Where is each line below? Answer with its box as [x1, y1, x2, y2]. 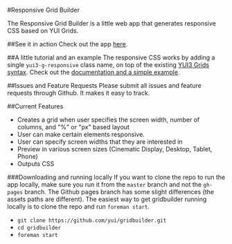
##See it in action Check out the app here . [7, 40, 128, 48]
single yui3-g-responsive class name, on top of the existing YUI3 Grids [7, 61, 210, 68]
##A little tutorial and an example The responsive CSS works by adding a [7, 53, 215, 62]
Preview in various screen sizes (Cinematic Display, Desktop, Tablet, [17, 145, 213, 153]
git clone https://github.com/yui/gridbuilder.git [17, 217, 167, 224]
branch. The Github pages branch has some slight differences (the [24, 188, 215, 196]
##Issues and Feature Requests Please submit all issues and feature [7, 82, 202, 89]
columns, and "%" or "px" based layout [17, 123, 130, 131]
